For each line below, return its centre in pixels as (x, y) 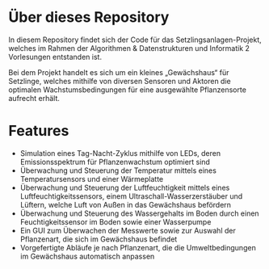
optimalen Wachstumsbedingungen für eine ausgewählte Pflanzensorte (127, 90)
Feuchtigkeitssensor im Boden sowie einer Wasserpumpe (116, 221)
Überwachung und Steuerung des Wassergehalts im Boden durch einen (140, 213)
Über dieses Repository (89, 17)
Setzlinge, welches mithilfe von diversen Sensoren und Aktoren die (120, 81)
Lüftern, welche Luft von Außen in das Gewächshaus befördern (126, 204)
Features (39, 131)
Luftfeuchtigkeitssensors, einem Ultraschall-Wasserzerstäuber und (131, 196)
